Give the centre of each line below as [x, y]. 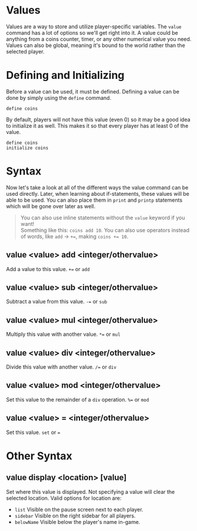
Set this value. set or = [33, 432]
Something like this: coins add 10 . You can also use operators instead [105, 230]
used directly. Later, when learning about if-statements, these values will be [98, 193]
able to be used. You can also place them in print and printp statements [94, 200]
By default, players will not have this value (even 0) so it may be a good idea [98, 119]
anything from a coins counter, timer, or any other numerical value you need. [99, 39]
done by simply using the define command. [59, 98]
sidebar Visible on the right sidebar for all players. [75, 516]
